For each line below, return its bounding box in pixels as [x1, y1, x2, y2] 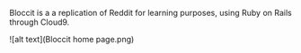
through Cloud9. [9, 17, 70, 27]
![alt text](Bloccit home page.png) [9, 34, 135, 44]
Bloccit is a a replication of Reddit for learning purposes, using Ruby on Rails [9, 8, 292, 18]
